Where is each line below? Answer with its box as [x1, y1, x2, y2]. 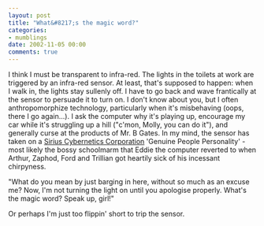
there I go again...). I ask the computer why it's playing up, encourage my [8, 112, 246, 120]
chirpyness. [8, 162, 46, 171]
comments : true [8, 48, 58, 56]
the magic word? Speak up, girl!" [8, 194, 114, 203]
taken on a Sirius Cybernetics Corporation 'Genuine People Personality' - [8, 137, 246, 146]
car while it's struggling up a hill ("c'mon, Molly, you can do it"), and [8, 120, 229, 129]
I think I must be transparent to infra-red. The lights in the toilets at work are [8, 70, 255, 79]
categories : [8, 26, 47, 34]
